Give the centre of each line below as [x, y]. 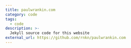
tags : [11, 19]
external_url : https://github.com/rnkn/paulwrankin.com [65, 38]
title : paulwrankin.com [30, 10]
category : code [21, 14]
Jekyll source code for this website [50, 33]
